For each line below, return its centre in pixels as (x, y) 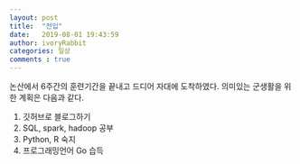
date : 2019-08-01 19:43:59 (64, 34)
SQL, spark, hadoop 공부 (68, 128)
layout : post (34, 18)
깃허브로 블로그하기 (56, 117)
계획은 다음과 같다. (51, 97)
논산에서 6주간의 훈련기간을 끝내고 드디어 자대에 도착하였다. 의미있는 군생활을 (146, 86)
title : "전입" (36, 26)
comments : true (40, 59)
